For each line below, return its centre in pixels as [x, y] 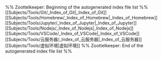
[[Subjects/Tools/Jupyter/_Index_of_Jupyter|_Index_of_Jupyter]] [71, 23]
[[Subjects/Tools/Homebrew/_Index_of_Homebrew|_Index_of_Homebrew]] [81, 18]
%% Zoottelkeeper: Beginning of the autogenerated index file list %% [77, 7]
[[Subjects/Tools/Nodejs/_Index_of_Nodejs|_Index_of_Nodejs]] [69, 28]
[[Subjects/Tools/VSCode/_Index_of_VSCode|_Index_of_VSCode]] [72, 33]
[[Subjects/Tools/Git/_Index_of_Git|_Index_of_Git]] [56, 12]
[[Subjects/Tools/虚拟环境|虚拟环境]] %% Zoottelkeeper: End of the [74, 46]
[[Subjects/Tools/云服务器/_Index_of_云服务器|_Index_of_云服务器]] [74, 39]
